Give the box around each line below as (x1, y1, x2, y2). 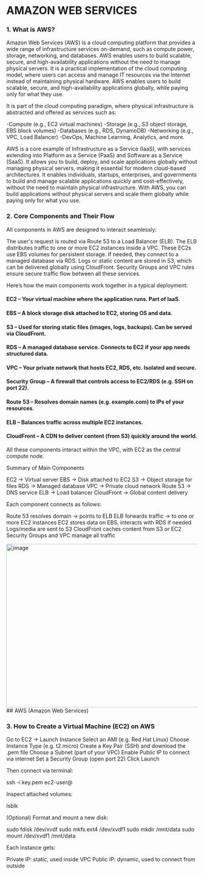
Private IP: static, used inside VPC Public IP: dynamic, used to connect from (6, 856, 195, 863)
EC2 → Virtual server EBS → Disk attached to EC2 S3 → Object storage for (6, 476, 192, 483)
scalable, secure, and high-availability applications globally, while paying (6, 84, 188, 92)
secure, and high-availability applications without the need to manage (6, 58, 181, 66)
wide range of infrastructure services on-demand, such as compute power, (6, 46, 194, 53)
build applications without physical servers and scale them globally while (6, 191, 189, 198)
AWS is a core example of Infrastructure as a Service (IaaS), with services (6, 145, 191, 152)
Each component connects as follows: (6, 500, 102, 507)
